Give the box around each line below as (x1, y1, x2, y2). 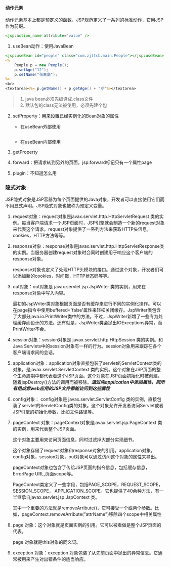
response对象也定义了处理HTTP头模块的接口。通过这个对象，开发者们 (12, 267, 159, 273)
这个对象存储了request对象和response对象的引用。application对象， (12, 448, 155, 454)
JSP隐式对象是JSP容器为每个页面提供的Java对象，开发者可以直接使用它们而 (5, 196, 165, 202)
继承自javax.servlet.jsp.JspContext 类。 (17, 494, 100, 500)
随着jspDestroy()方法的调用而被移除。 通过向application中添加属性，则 (12, 379, 161, 385)
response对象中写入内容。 (12, 290, 68, 296)
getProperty (12, 149, 38, 155)
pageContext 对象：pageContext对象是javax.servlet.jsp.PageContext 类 (12, 420, 162, 426)
